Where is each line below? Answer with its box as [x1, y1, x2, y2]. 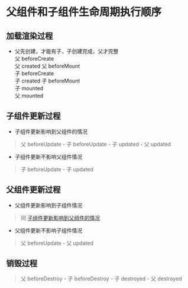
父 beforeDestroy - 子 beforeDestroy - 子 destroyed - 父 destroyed [20, 275, 182, 282]
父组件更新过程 [6, 185, 61, 195]
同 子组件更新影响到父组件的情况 [20, 214, 101, 221]
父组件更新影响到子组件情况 [14, 201, 83, 209]
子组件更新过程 [6, 111, 61, 121]
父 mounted [14, 92, 44, 99]
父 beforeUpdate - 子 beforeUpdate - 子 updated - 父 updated [20, 140, 171, 148]
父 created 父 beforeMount [14, 63, 80, 69]
